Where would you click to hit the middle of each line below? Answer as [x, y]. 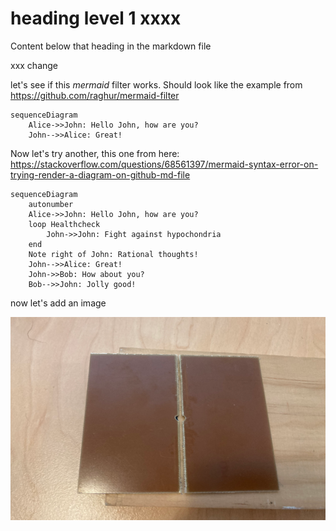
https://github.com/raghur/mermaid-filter [95, 95]
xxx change [34, 65]
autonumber [51, 204]
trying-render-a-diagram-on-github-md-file [100, 174]
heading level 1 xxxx [96, 18]
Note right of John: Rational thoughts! [113, 254]
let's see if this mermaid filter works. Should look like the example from [156, 84]
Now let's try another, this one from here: [95, 153]
